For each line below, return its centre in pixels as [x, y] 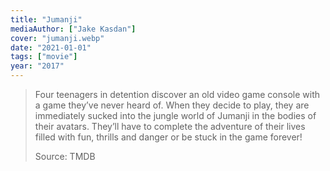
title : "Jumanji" [46, 19]
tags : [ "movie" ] [44, 57]
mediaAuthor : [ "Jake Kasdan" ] [73, 29]
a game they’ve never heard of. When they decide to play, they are [172, 105]
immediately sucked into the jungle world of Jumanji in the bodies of [175, 115]
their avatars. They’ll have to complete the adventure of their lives [170, 126]
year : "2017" [37, 66]
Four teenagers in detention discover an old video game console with [177, 94]
